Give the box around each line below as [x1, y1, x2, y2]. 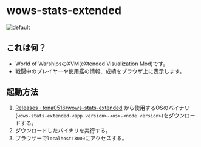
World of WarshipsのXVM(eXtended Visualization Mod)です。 [15, 60, 169, 67]
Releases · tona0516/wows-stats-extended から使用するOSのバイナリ [15, 104, 190, 111]
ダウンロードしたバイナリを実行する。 [15, 126, 111, 134]
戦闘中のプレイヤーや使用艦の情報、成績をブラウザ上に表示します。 [15, 67, 185, 74]
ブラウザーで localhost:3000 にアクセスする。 [15, 134, 128, 142]
